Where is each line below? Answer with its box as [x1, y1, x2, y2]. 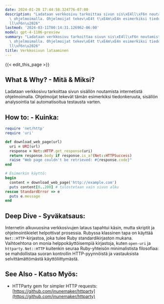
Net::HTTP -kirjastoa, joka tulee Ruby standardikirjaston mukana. [5, 235, 133, 241]
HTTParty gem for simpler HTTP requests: [12, 283, 98, 289]
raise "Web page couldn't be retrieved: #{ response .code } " [9, 157, 132, 163]
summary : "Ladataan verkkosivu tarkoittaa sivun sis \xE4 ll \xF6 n [5, 35, 139, 40]
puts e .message [9, 194, 41, 198]
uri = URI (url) [9, 144, 41, 149]
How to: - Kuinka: [5, 113, 59, 121]
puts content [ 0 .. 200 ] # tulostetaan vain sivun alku [9, 184, 119, 190]
